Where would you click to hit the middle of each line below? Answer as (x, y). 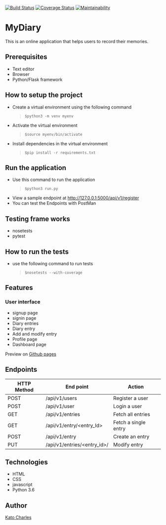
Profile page (25, 339)
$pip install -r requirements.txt (60, 153)
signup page (25, 313)
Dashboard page (29, 344)
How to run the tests (37, 252)
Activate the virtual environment (45, 125)
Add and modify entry (35, 334)
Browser (21, 74)
